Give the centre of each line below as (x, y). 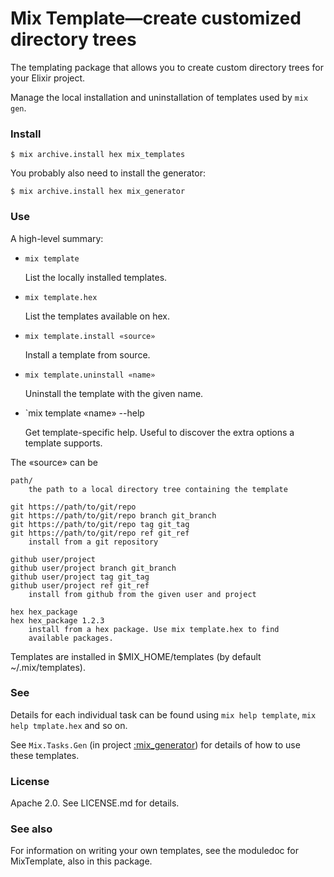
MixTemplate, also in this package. (81, 861)
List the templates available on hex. (97, 316)
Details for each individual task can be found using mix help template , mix (163, 714)
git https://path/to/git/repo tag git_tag (100, 524)
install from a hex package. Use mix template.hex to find (154, 629)
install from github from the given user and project (142, 594)
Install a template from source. (87, 354)
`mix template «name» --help (84, 413)
